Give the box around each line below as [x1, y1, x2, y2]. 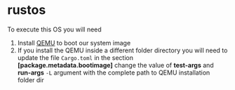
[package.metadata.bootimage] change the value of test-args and [17, 61, 214, 69]
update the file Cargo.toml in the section [17, 53, 133, 61]
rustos [7, 2, 46, 18]
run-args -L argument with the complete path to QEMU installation [17, 68, 210, 77]
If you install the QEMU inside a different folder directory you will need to [17, 46, 228, 54]
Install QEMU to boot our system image [17, 38, 131, 47]
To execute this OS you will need [7, 25, 102, 33]
